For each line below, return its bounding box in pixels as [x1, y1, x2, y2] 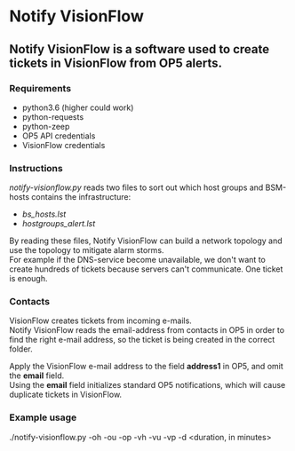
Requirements [9, 82, 72, 94]
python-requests [21, 111, 84, 122]
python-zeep [21, 121, 70, 131]
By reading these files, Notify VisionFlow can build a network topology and [9, 235, 283, 246]
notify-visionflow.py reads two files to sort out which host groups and [9, 182, 264, 193]
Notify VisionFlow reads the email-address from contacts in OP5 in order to [9, 325, 285, 336]
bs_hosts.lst [21, 209, 67, 219]
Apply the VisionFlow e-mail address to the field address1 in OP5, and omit [9, 361, 284, 372]
